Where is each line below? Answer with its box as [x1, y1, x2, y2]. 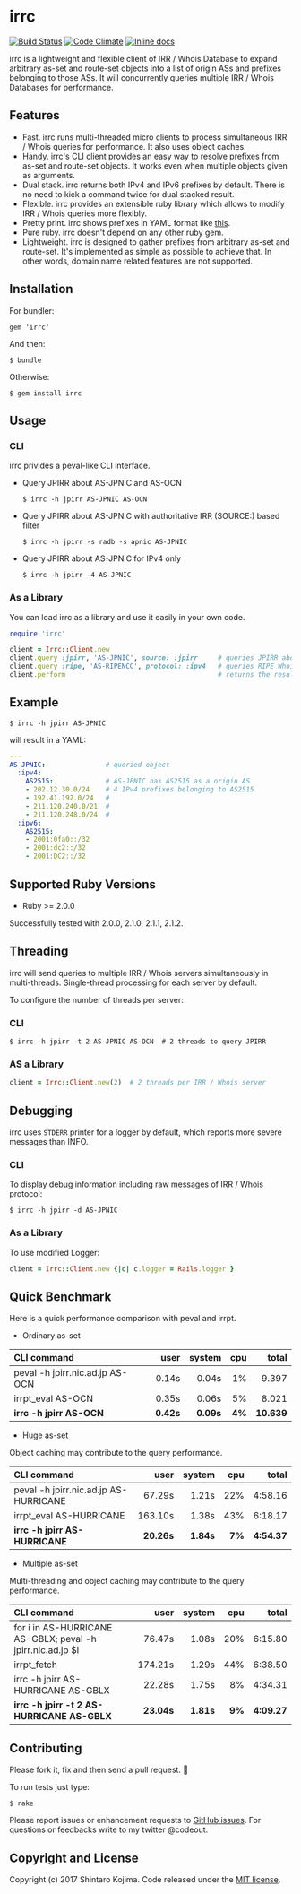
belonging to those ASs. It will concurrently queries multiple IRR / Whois [9, 72, 275, 82]
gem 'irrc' [9, 323, 50, 332]
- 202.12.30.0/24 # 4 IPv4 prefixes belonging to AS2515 [25, 785, 254, 794]
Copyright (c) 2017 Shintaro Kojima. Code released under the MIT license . [9, 1873, 281, 1884]
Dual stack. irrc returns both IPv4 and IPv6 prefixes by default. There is [21, 179, 285, 190]
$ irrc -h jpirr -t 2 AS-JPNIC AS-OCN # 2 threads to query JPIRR [9, 1037, 267, 1046]
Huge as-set [21, 1430, 69, 1440]
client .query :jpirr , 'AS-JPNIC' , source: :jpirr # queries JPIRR [9, 653, 279, 662]
